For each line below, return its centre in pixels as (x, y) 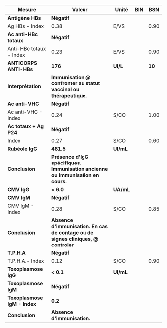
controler (62, 245)
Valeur (80, 10)
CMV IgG (19, 190)
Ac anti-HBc (23, 34)
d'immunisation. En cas (80, 226)
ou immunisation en (75, 175)
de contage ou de (73, 232)
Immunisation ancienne (80, 169)
